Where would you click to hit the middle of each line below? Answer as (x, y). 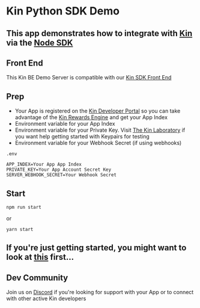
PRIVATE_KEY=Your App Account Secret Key (59, 170)
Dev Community (37, 278)
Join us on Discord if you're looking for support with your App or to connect (100, 292)
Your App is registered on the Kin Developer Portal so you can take (98, 111)
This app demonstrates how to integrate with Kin (99, 33)
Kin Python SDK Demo (63, 11)
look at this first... (40, 257)
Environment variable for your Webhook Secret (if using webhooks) (98, 143)
